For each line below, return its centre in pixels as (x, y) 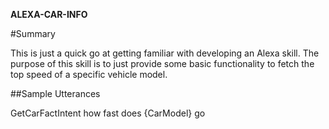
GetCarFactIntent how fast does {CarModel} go (108, 113)
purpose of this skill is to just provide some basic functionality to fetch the (162, 63)
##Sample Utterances (55, 93)
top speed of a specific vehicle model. (89, 74)
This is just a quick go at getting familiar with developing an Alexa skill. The (165, 53)
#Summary (33, 33)
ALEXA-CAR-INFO (49, 14)
